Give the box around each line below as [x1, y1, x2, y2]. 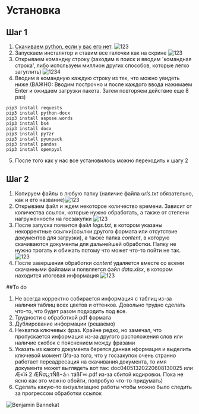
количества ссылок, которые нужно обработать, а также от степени [14, 208, 189, 216]
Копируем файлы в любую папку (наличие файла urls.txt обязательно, [14, 189, 194, 197]
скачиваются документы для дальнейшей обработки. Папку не [14, 240, 176, 247]
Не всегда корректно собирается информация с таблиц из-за [14, 295, 172, 302]
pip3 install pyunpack [6, 136, 62, 142]
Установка [6, 4, 61, 17]
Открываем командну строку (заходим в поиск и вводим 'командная [14, 56, 192, 62]
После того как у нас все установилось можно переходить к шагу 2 [14, 157, 188, 164]
